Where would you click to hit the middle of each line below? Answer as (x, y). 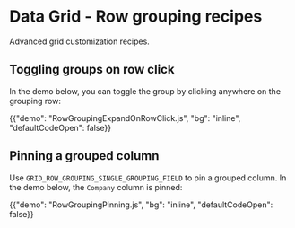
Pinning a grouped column (84, 156)
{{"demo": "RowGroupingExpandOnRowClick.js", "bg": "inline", (125, 118)
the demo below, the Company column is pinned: (96, 187)
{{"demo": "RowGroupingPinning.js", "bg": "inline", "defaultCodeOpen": (141, 205)
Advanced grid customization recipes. (79, 41)
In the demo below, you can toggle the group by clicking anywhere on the (145, 91)
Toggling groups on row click (92, 70)
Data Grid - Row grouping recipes (136, 17)
